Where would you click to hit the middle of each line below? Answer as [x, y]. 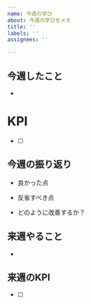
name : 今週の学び [30, 14]
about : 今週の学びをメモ [39, 20]
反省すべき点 [36, 197]
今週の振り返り [40, 165]
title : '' [22, 27]
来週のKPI [29, 277]
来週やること [35, 237]
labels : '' [23, 33]
